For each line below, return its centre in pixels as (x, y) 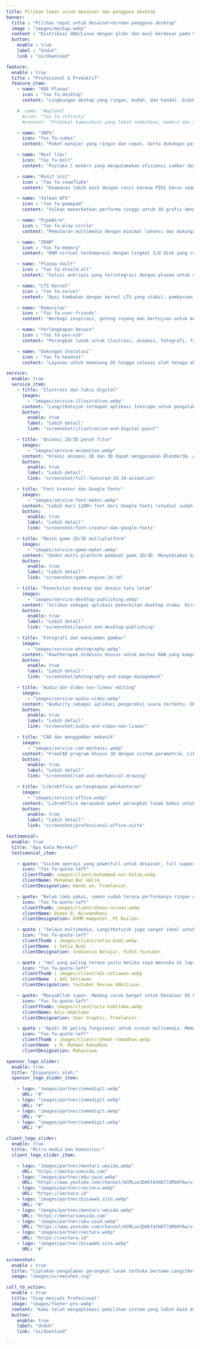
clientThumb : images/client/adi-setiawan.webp (82, 974)
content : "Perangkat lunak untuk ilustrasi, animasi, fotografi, (104, 341)
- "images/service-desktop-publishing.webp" (84, 599)
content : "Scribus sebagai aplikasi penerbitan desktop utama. (102, 605)
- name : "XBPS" (36, 133)
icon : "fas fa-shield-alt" (57, 270)
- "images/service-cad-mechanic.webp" (76, 748)
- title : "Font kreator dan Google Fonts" (70, 489)
